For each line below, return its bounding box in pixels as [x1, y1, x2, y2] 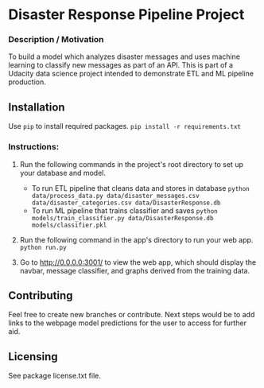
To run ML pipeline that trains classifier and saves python [31, 205, 219, 215]
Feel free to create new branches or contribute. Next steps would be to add [8, 310, 255, 320]
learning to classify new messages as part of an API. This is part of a [8, 60, 233, 70]
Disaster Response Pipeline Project [8, 6, 245, 24]
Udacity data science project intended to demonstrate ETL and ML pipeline [8, 69, 254, 79]
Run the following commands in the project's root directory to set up [19, 159, 244, 169]
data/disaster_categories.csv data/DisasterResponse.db [31, 199, 221, 207]
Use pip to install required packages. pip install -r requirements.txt [8, 122, 241, 131]
